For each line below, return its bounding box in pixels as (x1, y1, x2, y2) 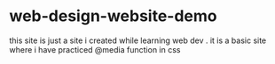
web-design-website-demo (9, 6, 217, 26)
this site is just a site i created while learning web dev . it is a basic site (9, 35, 267, 46)
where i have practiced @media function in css (9, 44, 181, 54)
